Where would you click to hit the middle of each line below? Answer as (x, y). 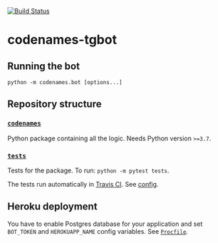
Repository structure (54, 104)
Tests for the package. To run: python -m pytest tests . (88, 170)
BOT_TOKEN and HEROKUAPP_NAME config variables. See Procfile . (98, 231)
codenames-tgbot (62, 40)
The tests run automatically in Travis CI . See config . (83, 184)
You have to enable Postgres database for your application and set (105, 224)
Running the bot (44, 66)
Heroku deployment (52, 207)
